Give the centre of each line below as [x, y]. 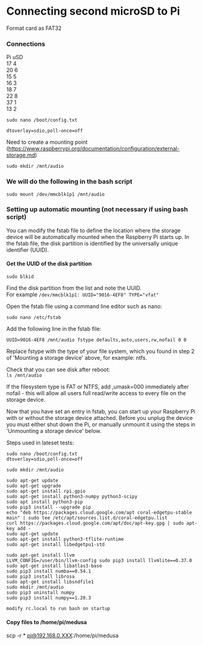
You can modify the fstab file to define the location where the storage [94, 230]
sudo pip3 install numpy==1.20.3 [49, 598]
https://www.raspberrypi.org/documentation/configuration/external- [94, 149]
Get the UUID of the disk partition [49, 264]
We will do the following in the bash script [69, 182]
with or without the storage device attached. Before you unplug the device [100, 418]
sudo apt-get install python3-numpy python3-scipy [72, 497]
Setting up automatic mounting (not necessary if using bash [97, 210]
